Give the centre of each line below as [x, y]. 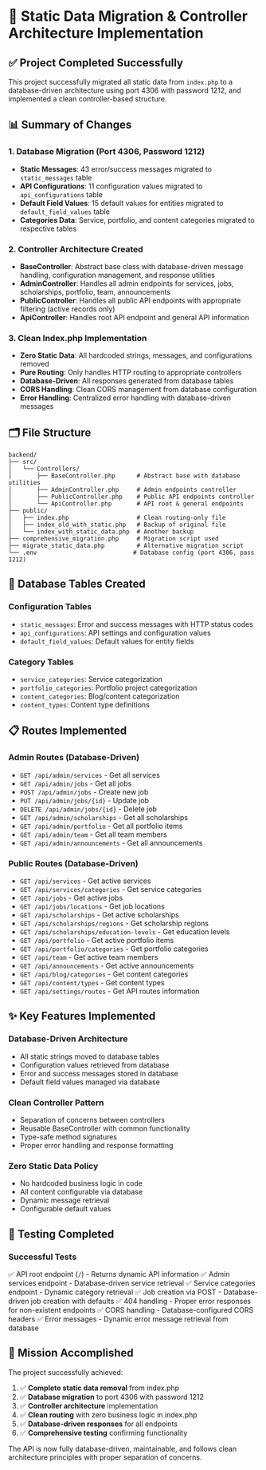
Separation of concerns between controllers [92, 1120]
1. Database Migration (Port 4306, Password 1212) [107, 152]
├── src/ [23, 462]
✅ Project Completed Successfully [96, 63]
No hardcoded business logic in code [81, 1183]
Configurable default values [65, 1209]
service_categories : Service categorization [91, 680]
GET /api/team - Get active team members [89, 957]
